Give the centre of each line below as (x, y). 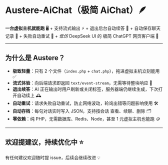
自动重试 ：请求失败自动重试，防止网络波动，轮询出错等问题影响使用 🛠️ (85, 103)
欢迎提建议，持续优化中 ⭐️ (44, 142)
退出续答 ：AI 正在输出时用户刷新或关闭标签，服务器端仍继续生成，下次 (85, 89)
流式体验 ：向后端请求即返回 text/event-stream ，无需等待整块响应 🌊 (82, 82)
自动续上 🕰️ (29, 95)
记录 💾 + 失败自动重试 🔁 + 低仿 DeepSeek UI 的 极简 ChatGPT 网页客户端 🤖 (82, 36)
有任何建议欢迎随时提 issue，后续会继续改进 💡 (53, 157)
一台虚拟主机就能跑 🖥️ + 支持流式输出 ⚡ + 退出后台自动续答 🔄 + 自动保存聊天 (83, 28)
